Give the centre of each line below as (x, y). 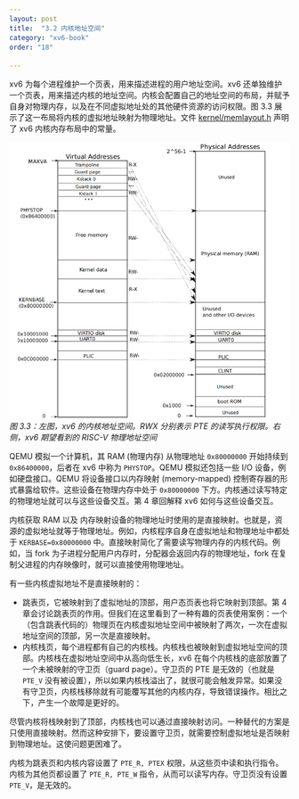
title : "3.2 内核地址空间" (57, 28)
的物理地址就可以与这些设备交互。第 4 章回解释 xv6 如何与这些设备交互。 (144, 500)
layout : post (33, 19)
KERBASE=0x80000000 (55, 543)
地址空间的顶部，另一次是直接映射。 (89, 635)
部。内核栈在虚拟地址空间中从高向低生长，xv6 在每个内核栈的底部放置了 (154, 658)
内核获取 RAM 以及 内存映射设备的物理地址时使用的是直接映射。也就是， (142, 519)
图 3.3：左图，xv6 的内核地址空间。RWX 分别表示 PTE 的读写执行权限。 (141, 426)
